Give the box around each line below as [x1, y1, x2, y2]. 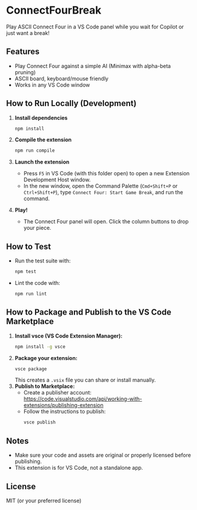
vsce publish [23, 419, 56, 425]
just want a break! [6, 29, 50, 36]
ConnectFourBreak [6, 4, 102, 17]
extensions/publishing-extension [23, 402, 104, 409]
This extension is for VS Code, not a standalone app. [14, 464, 143, 471]
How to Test [6, 241, 51, 252]
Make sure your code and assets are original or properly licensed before [14, 451, 191, 459]
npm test [14, 269, 37, 275]
